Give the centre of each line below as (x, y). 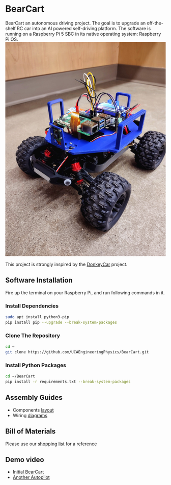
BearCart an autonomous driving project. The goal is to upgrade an (76, 23)
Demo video (25, 460)
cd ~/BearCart (20, 376)
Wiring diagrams (30, 415)
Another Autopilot (31, 477)
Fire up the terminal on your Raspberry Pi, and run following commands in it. (85, 292)
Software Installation (39, 280)
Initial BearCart (28, 472)
